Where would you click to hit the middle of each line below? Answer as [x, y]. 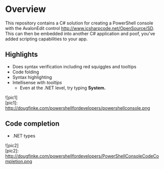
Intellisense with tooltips [37, 82]
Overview [26, 9]
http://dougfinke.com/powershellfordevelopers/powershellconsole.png [78, 108]
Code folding [26, 72]
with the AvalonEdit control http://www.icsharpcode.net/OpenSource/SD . [80, 28]
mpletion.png [19, 161]
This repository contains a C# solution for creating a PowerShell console [79, 23]
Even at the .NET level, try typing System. [63, 88]
